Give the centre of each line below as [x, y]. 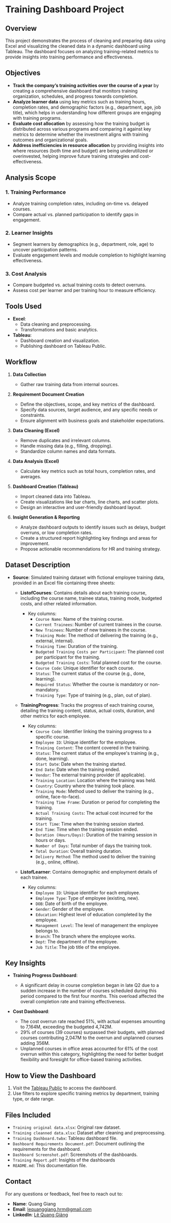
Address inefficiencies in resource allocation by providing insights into [88, 145]
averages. [31, 476]
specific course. [53, 736]
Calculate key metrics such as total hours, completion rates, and [88, 471]
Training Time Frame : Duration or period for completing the [98, 802]
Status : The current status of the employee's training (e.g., [97, 753]
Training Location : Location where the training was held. [96, 780]
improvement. [35, 543]
